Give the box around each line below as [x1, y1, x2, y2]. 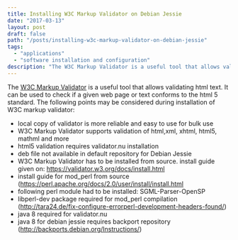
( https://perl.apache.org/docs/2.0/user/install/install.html [17, 179, 184, 188]
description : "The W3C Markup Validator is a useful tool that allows [7, 63, 220, 70]
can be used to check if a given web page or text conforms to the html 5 [7, 90, 218, 99]
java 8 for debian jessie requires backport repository [17, 217, 171, 226]
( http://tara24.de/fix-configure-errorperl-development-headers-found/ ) [17, 202, 227, 210]
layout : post [7, 23, 46, 31]
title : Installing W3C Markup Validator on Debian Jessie [7, 10, 182, 18]
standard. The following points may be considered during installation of [7, 97, 215, 107]
